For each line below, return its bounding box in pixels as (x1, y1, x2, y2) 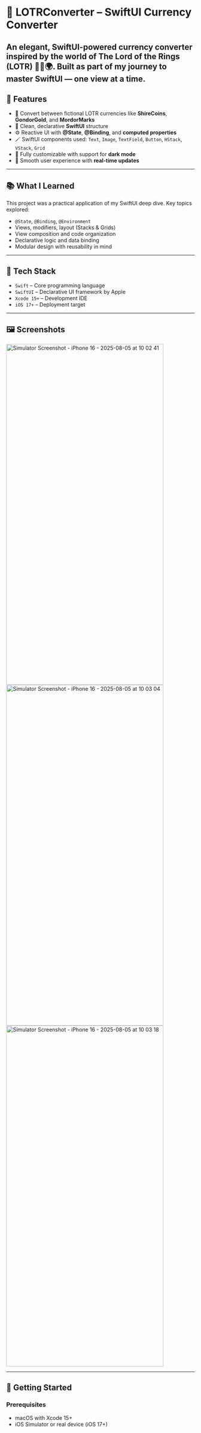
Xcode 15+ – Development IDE (14, 295, 88, 302)
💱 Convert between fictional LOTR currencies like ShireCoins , (14, 110, 167, 117)
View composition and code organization (14, 230, 116, 238)
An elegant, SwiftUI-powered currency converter (6, 42, 193, 52)
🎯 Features (6, 94, 47, 104)
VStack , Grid (14, 144, 45, 151)
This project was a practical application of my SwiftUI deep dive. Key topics (6, 200, 193, 207)
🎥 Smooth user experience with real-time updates (14, 157, 139, 164)
